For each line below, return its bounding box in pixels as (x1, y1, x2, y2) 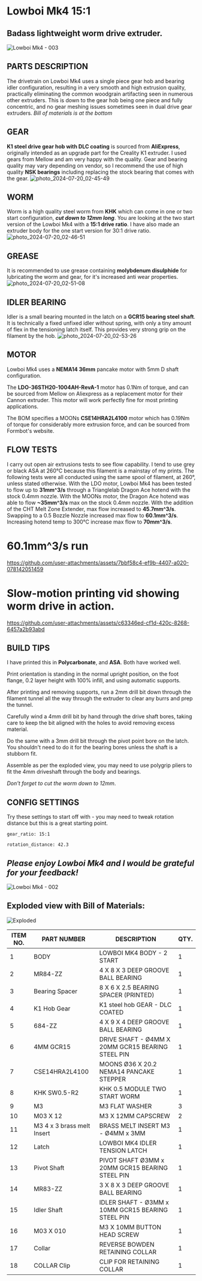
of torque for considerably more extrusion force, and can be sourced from (7, 421, 190, 428)
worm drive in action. (7, 599, 114, 613)
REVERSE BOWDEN (99, 1240, 155, 1249)
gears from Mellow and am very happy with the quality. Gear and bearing (7, 155, 188, 163)
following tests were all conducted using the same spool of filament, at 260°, (7, 473, 196, 480)
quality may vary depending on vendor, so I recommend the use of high (7, 162, 183, 169)
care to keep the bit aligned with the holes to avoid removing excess (7, 720, 175, 727)
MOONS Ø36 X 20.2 (99, 1060, 158, 1068)
